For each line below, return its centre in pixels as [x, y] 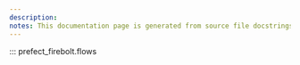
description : [33, 17]
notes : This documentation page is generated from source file [129, 26]
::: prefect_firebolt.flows [53, 51]
